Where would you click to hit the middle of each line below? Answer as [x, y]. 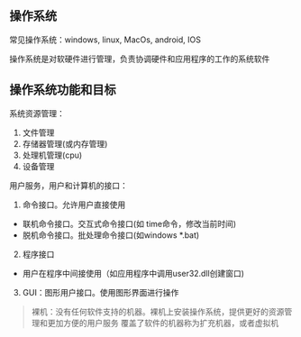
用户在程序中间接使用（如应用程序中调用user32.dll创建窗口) [133, 273]
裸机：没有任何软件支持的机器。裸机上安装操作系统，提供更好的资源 [158, 311]
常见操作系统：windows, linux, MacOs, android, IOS [105, 40]
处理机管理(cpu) [52, 155]
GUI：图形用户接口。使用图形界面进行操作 [100, 292]
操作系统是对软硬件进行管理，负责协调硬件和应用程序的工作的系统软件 [140, 59]
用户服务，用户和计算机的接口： [68, 185]
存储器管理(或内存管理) [65, 143]
